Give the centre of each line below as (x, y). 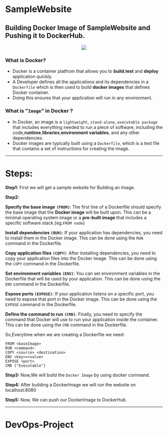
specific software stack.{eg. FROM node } (45, 223)
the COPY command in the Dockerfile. (43, 263)
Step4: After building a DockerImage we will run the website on (70, 384)
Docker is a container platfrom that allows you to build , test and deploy (85, 71)
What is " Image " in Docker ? (39, 111)
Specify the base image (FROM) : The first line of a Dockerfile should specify (83, 207)
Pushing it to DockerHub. (45, 35)
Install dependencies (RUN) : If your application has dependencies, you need (84, 232)
